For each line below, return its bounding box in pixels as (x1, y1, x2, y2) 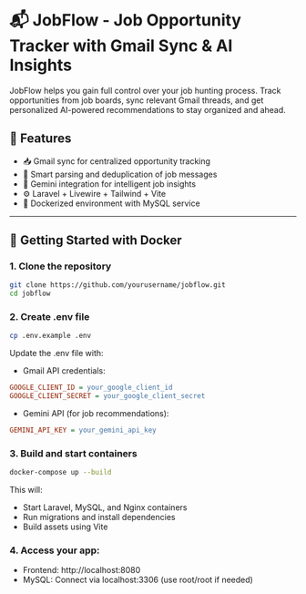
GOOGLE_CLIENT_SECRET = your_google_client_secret (9, 392, 206, 401)
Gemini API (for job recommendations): (22, 408, 169, 419)
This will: (9, 485, 43, 496)
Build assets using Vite (22, 521, 108, 532)
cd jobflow (9, 289, 51, 299)
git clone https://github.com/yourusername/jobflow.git (9, 281, 226, 290)
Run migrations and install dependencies (22, 512, 176, 523)
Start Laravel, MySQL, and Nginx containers (22, 502, 188, 513)
